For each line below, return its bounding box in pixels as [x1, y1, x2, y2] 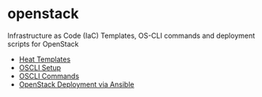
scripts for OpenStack [7, 39, 79, 48]
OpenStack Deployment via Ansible [18, 80, 135, 89]
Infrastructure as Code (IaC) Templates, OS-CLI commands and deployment [7, 31, 256, 40]
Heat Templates [18, 54, 71, 64]
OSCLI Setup [18, 62, 61, 72]
